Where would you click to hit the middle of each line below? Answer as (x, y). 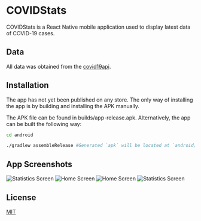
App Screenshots (39, 164)
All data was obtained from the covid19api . (59, 66)
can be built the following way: (44, 124)
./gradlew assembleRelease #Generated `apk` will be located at (88, 146)
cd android (20, 135)
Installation (28, 85)
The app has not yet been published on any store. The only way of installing (100, 100)
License (21, 197)
